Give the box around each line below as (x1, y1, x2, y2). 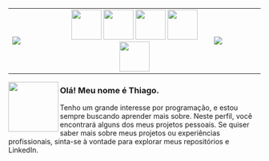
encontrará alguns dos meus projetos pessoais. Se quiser (59, 120, 250, 130)
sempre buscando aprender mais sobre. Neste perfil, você (59, 112, 253, 121)
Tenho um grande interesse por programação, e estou (59, 103, 239, 112)
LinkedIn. (8, 145, 38, 155)
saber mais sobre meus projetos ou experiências (59, 128, 220, 138)
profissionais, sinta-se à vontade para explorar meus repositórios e (8, 137, 230, 147)
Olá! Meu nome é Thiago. (59, 84, 160, 96)
